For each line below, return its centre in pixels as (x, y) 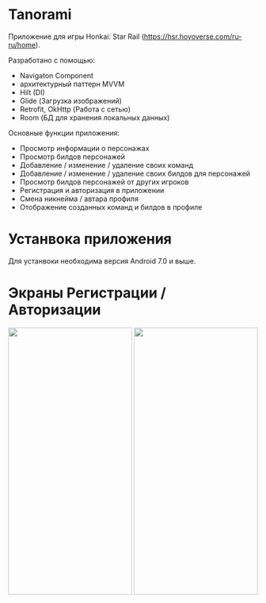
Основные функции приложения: (64, 133)
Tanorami (40, 15)
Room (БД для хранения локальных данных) (95, 117)
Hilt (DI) (32, 92)
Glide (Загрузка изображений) (71, 100)
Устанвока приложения (90, 239)
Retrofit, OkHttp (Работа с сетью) (75, 109)
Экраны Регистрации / (87, 293)
